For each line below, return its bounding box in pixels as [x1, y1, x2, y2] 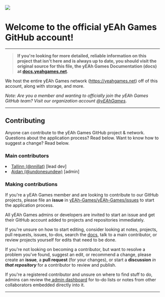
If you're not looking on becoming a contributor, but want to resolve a [5, 247, 146, 252]
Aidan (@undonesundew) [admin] [11, 169, 80, 174]
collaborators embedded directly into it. [5, 282, 85, 288]
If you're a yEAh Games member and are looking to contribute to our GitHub [5, 192, 159, 198]
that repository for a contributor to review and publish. [5, 262, 116, 268]
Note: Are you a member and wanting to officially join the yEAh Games [5, 93, 148, 99]
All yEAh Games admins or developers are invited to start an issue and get [5, 212, 155, 218]
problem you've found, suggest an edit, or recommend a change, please [5, 252, 151, 258]
